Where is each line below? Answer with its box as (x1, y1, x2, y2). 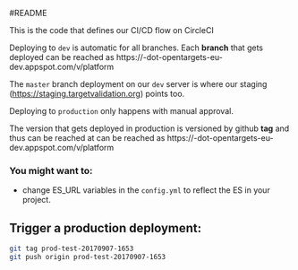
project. (21, 195, 51, 205)
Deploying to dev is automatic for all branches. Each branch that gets (9, 42, 264, 53)
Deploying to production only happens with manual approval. (9, 106, 234, 116)
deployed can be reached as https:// (9, 52, 143, 62)
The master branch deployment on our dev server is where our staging (9, 79, 268, 89)
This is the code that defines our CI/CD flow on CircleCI (9, 25, 215, 35)
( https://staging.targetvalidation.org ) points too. (9, 89, 185, 99)
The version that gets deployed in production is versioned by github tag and (9, 123, 290, 134)
